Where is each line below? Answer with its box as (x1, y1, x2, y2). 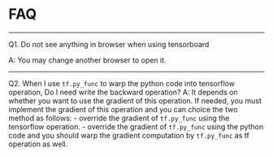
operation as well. (8, 139, 68, 149)
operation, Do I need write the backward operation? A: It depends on (8, 87, 238, 97)
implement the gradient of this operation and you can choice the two (8, 104, 238, 114)
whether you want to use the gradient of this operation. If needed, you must (8, 95, 262, 106)
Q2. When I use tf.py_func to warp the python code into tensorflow (8, 78, 236, 88)
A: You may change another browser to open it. (8, 55, 167, 65)
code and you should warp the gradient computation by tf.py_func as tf (8, 130, 249, 140)
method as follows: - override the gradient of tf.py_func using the (8, 113, 230, 123)
